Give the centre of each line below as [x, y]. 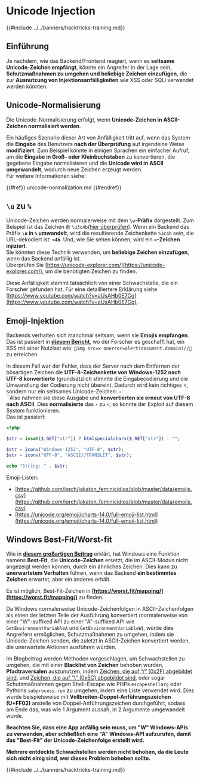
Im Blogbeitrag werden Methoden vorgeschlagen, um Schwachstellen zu [96, 659]
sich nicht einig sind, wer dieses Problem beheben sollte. [79, 758]
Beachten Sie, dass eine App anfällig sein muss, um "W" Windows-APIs [97, 728]
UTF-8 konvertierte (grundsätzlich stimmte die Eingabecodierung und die [97, 379]
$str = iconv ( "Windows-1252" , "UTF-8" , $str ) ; [65, 449]
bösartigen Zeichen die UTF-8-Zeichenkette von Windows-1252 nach [93, 372]
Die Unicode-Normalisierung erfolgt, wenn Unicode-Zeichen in [84, 119]
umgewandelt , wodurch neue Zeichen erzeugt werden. [74, 169]
